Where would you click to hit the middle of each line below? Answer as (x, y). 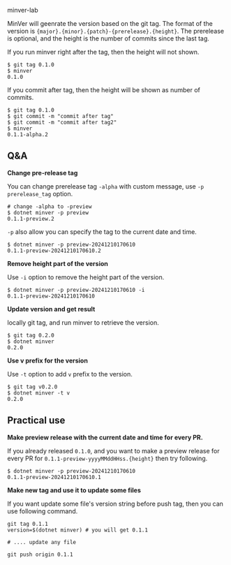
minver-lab (23, 10)
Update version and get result (51, 309)
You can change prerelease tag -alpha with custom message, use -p (106, 186)
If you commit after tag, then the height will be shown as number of (104, 90)
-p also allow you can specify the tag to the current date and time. (102, 232)
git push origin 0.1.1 (40, 555)
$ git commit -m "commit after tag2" (62, 122)
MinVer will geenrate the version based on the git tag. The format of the (110, 23)
